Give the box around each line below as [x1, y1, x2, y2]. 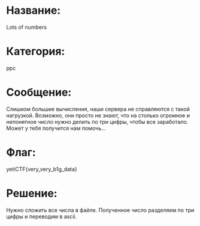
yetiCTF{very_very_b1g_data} [6, 165, 78, 173]
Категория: [6, 44, 65, 58]
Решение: [6, 186, 58, 200]
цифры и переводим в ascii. [6, 213, 77, 220]
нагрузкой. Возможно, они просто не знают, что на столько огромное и [6, 112, 190, 119]
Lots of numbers [6, 23, 47, 31]
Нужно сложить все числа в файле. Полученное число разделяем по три [6, 206, 195, 213]
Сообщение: [6, 85, 72, 99]
